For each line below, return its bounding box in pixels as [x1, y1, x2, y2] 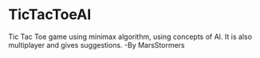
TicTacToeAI [8, 6, 92, 24]
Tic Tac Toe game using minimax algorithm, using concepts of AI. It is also [8, 32, 253, 41]
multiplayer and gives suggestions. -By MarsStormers [8, 40, 185, 49]
